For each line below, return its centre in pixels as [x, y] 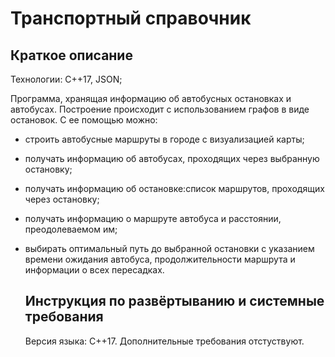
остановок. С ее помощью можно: [84, 120]
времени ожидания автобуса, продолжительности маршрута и [160, 259]
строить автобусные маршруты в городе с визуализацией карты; [164, 139]
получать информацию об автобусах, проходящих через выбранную [172, 158]
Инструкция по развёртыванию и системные [174, 301]
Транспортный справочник [131, 18]
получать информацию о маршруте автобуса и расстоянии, [153, 218]
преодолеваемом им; [71, 229]
